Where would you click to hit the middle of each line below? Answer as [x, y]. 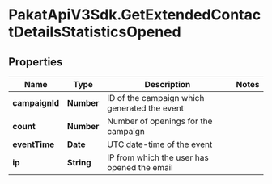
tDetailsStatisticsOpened [95, 32]
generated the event [145, 108]
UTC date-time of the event [159, 144]
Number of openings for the [159, 121]
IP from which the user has [157, 157]
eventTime [34, 144]
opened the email [140, 167]
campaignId [36, 103]
